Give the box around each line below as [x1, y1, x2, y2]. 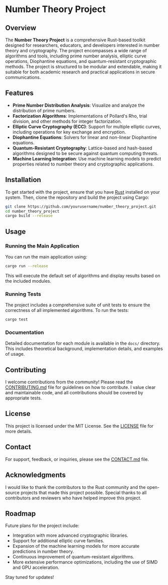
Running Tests [5, 290, 41, 297]
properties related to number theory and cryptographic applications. [12, 161, 154, 167]
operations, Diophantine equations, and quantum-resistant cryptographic [5, 58, 157, 64]
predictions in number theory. [12, 548, 74, 554]
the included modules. [5, 278, 52, 284]
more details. [5, 428, 33, 434]
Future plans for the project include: [5, 523, 79, 529]
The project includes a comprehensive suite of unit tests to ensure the [5, 302, 150, 308]
